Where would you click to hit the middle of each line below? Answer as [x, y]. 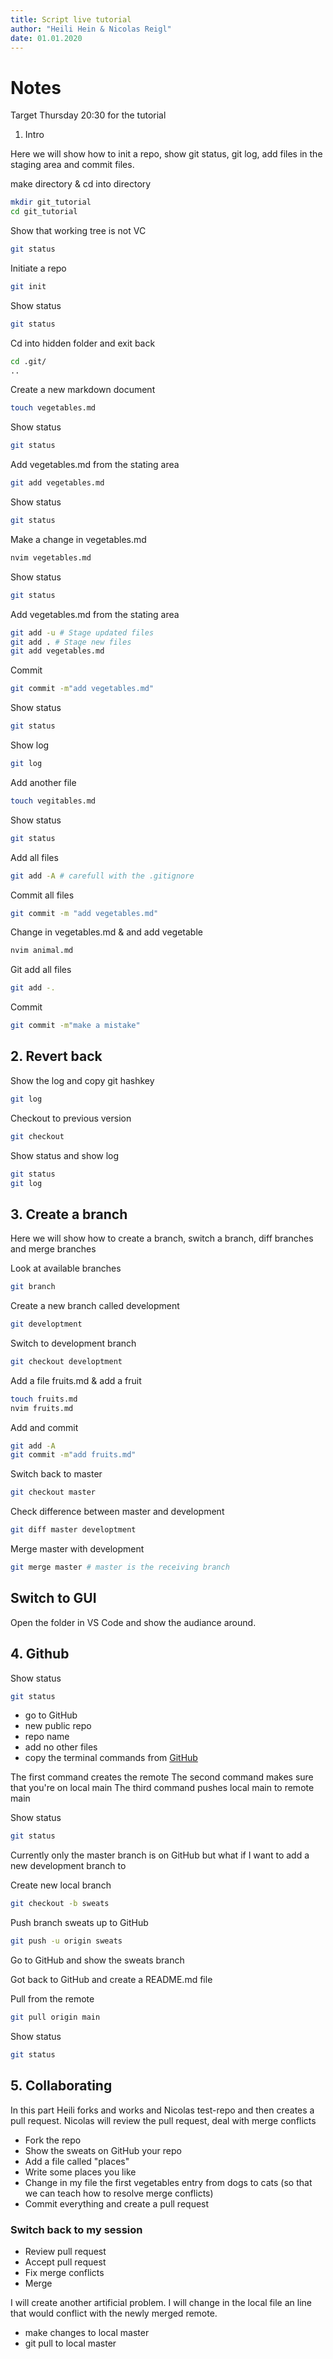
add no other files [61, 1747]
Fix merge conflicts [64, 2272]
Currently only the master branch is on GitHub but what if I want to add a [160, 1855]
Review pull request [65, 2251]
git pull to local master [70, 2343]
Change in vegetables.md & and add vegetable [106, 932]
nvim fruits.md [42, 1408]
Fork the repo [53, 2140]
